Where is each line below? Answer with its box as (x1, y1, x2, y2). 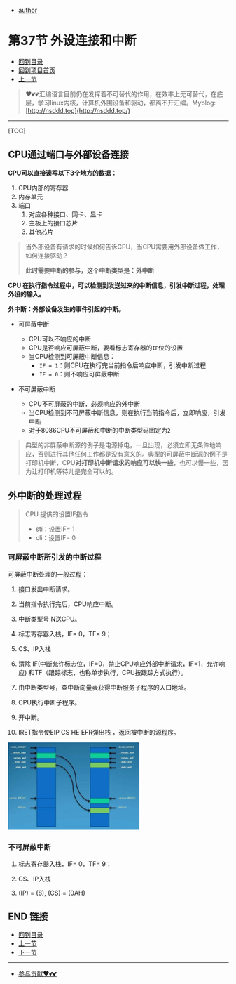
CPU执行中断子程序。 (18, 698, 81, 707)
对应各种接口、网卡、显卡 (28, 210, 103, 218)
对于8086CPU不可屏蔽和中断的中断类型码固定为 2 (28, 426, 171, 434)
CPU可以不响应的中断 (28, 334, 92, 343)
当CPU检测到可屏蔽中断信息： (28, 352, 116, 360)
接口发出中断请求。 (18, 584, 74, 593)
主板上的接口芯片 (28, 218, 78, 227)
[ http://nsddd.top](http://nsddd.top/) (25, 106, 131, 114)
